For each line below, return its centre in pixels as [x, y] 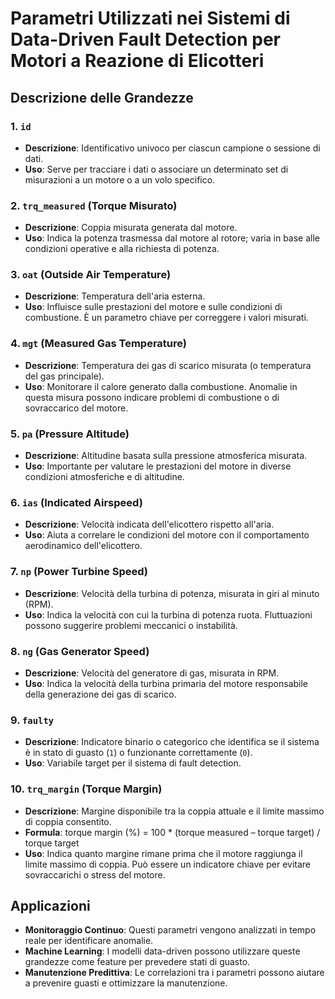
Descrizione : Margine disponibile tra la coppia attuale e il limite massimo [174, 811]
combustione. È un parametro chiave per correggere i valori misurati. [166, 318]
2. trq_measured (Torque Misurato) [94, 205]
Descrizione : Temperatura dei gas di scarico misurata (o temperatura [168, 365]
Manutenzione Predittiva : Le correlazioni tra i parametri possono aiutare [174, 973]
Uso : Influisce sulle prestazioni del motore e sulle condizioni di [153, 307]
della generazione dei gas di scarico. [100, 694]
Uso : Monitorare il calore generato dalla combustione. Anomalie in [161, 386]
